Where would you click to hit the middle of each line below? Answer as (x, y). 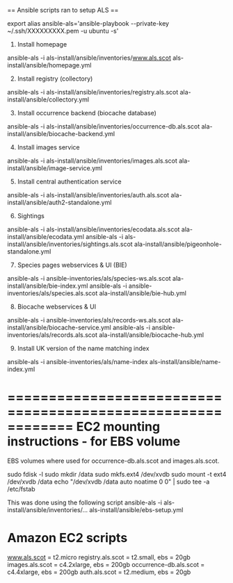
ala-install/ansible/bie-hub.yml (143, 293)
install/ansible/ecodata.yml (46, 237)
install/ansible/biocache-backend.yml (61, 134)
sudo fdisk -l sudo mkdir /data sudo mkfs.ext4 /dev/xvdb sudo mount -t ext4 (117, 474)
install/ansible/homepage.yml (49, 65)
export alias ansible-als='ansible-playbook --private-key (88, 23)
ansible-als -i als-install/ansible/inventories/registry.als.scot (93, 92)
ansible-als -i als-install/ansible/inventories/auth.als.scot (88, 195)
